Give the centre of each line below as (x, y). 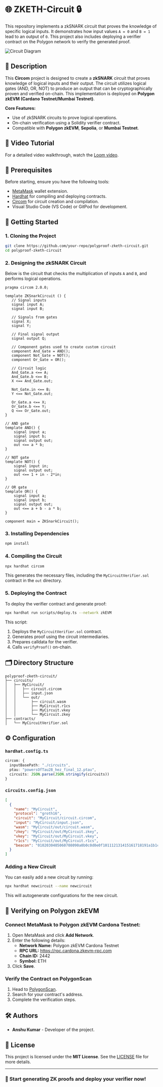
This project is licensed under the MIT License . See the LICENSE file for (77, 1056)
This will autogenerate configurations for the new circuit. (62, 896)
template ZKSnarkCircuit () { (36, 296)
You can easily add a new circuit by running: (49, 877)
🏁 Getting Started (32, 222)
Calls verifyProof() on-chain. (42, 647)
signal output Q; (29, 339)
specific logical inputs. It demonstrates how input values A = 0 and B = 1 (78, 31)
